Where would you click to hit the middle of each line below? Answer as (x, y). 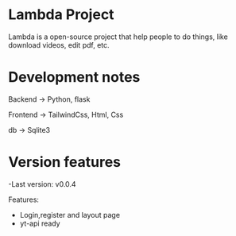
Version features (65, 162)
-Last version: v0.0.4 (43, 184)
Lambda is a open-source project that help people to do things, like (118, 37)
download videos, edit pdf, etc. (59, 44)
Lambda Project (61, 15)
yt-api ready (40, 223)
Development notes (74, 77)
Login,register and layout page (70, 215)
